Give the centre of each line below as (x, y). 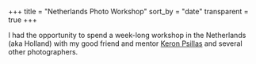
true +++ (23, 20)
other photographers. (43, 52)
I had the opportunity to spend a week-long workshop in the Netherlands (127, 35)
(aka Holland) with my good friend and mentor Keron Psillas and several (126, 43)
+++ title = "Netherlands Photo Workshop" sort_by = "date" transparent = (128, 11)
